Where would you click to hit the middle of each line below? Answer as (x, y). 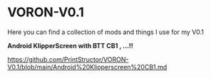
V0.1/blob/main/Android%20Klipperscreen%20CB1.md (87, 67)
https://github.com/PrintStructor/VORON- (68, 59)
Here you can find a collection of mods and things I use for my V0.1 (106, 32)
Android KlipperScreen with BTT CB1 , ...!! (70, 45)
